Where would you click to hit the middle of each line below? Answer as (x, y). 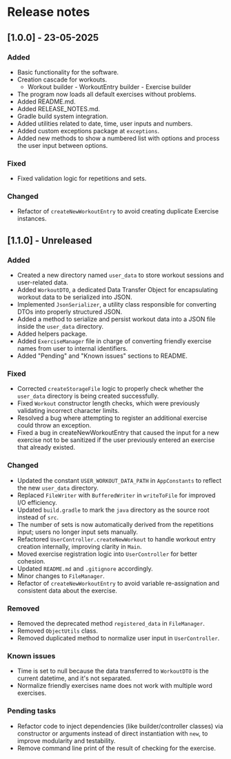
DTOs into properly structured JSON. (70, 312)
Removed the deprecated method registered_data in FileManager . (111, 624)
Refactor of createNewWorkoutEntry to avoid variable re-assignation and (118, 583)
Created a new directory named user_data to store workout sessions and (120, 275)
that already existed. (46, 448)
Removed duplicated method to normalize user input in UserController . (118, 638)
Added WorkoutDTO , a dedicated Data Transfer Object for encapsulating (118, 290)
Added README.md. (46, 102)
